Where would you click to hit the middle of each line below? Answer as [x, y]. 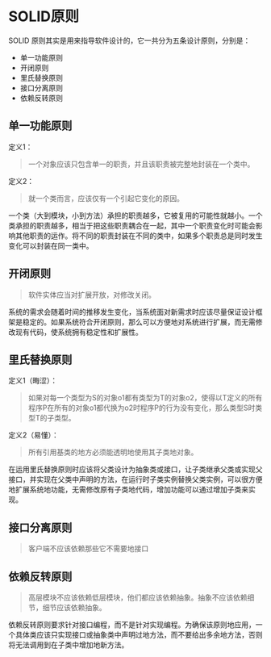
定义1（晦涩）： [33, 381]
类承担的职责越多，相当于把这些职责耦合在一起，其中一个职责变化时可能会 [132, 225]
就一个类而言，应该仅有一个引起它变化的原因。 [106, 198]
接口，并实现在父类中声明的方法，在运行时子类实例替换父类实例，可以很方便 [135, 479]
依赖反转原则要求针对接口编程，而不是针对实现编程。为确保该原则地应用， [132, 625]
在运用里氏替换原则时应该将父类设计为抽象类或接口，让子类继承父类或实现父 [135, 470]
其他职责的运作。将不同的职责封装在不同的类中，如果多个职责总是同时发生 [139, 236]
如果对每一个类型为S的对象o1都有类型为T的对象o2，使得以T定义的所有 [145, 398]
